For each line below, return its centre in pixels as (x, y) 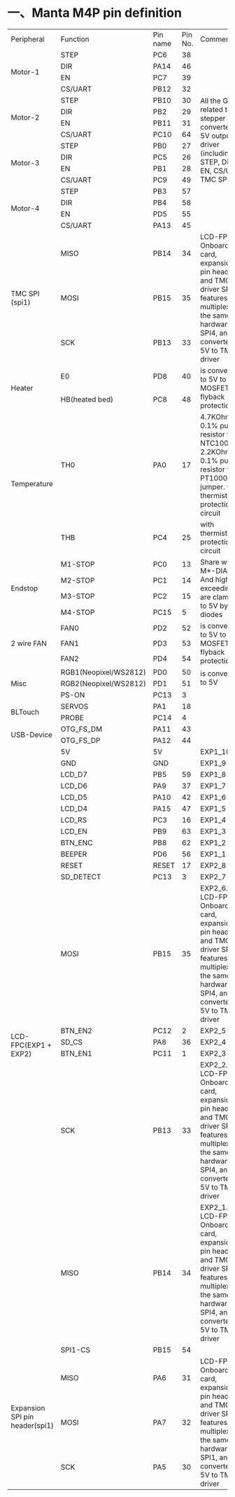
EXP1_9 (213, 763)
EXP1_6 (213, 797)
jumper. (213, 487)
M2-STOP (78, 580)
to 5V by (214, 606)
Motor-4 (25, 208)
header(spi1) (33, 1425)
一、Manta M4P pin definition (94, 13)
